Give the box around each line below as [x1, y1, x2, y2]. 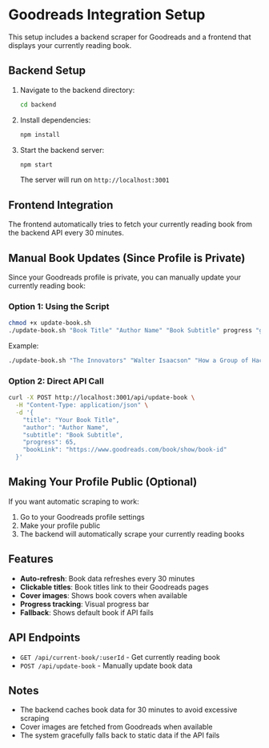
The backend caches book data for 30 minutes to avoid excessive [19, 705, 238, 714]
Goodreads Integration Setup [8, 6, 206, 24]
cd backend [19, 100, 57, 109]
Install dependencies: [19, 115, 91, 125]
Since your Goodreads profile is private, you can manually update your [8, 272, 242, 282]
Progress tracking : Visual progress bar [19, 599, 150, 609]
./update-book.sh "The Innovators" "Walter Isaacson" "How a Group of [8, 356, 249, 365]
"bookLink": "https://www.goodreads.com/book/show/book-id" [22, 446, 227, 454]
